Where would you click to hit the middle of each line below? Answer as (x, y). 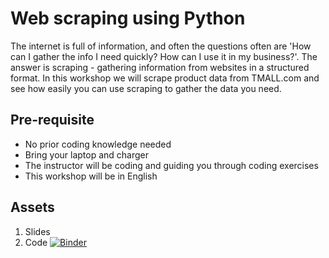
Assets (32, 207)
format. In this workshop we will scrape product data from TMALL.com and (165, 78)
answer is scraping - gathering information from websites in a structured (160, 67)
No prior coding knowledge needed (98, 144)
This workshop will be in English (91, 176)
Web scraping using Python (128, 18)
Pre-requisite (52, 120)
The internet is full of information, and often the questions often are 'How (161, 46)
